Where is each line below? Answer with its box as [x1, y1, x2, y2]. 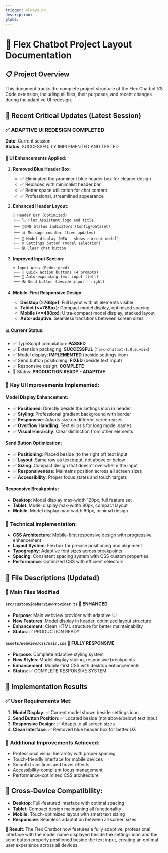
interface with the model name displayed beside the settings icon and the [5, 831, 158, 837]
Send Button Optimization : [5, 440, 62, 446]
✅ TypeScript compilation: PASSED [12, 341, 86, 347]
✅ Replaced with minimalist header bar [20, 181, 101, 187]
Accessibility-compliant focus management [12, 767, 103, 773]
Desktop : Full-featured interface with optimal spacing [12, 800, 125, 806]
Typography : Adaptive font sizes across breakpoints [12, 548, 123, 554]
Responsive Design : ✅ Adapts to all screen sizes [12, 721, 115, 727]
